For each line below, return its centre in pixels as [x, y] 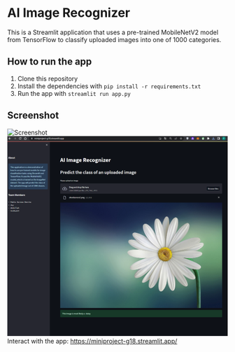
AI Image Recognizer [69, 13]
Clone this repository [48, 78]
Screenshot [33, 116]
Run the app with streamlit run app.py [74, 93]
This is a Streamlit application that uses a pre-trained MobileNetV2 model [113, 32]
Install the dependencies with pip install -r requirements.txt [109, 86]
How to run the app [50, 62]
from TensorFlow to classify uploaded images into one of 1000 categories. [114, 39]
